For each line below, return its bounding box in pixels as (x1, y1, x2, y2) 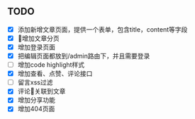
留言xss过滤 (17, 78, 53, 87)
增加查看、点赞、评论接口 (17, 70, 93, 78)
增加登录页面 (17, 42, 55, 51)
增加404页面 (17, 105, 55, 113)
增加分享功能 (17, 96, 55, 104)
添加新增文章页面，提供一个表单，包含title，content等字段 (17, 25, 188, 34)
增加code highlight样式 (17, 61, 85, 69)
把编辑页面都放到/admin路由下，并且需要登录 (17, 52, 150, 60)
